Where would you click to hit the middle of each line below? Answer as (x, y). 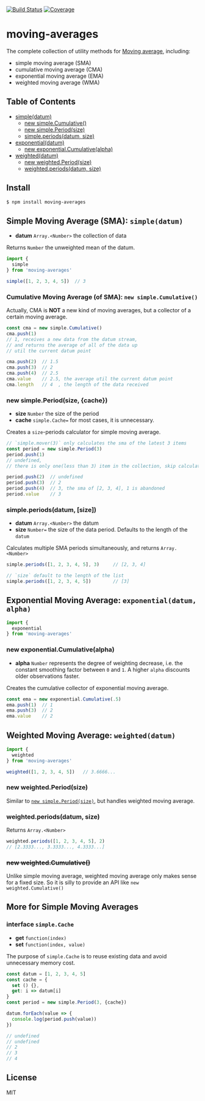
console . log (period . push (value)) (54, 1019)
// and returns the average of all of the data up (72, 345)
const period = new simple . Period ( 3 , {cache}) (67, 1002)
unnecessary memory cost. (41, 963)
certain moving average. (37, 317)
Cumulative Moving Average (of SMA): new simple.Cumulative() (102, 297)
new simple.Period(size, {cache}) (57, 400)
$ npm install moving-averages (46, 202)
